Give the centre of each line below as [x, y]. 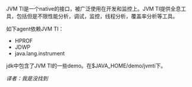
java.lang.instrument [40, 53]
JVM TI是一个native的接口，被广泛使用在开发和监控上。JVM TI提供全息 [94, 9]
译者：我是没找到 [27, 78]
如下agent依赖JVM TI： [35, 29]
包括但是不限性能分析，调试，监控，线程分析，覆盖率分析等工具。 [97, 16]
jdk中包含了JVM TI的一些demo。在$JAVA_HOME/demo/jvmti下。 [86, 66]
